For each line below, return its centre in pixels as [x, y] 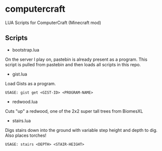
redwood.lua [25, 101]
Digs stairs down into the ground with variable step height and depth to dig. [81, 130]
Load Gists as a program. [30, 83]
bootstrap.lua [26, 50]
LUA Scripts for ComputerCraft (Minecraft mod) [53, 23]
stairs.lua [21, 121]
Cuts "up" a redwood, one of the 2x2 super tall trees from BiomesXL [74, 111]
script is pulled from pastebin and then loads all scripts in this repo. [73, 64]
